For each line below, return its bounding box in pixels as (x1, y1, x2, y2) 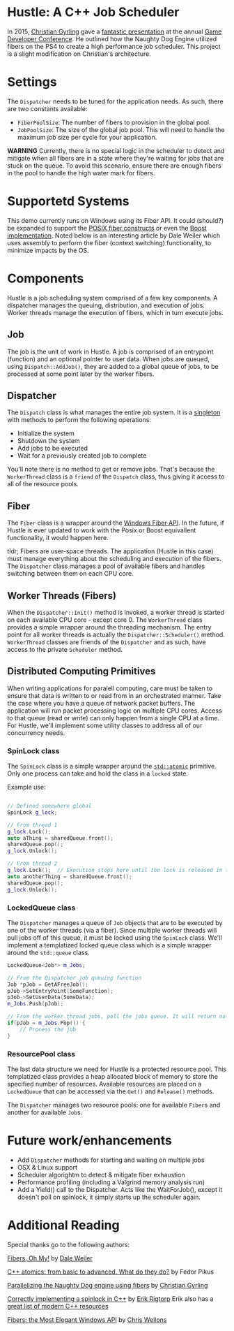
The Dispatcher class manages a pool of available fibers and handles (7, 562, 205, 570)
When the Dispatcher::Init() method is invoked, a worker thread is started (7, 609, 225, 616)
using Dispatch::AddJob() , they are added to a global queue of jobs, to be (7, 362, 219, 370)
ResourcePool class (7, 1049, 76, 1059)
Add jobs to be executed (17, 444, 88, 453)
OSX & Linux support (17, 1163, 78, 1171)
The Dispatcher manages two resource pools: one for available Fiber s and (7, 1100, 221, 1109)
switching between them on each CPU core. (7, 569, 134, 578)
